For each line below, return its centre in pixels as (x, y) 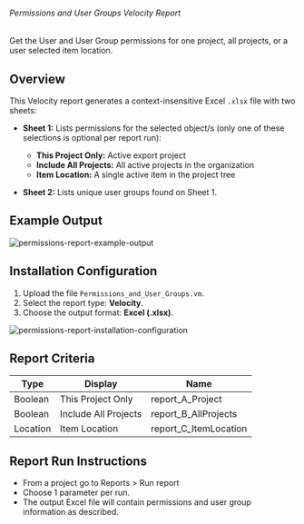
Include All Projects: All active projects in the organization (145, 165)
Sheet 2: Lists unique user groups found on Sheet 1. (120, 193)
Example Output (56, 221)
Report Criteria (52, 359)
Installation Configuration (83, 271)
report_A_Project (186, 400)
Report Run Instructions (78, 461)
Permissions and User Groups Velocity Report (95, 13)
